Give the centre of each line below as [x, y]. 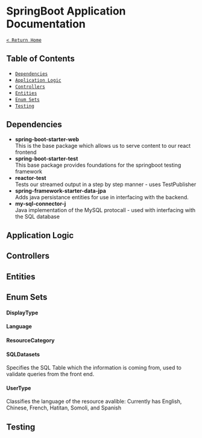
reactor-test [30, 178]
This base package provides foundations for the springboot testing [98, 165]
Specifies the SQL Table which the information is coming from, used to [94, 368]
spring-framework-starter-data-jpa [61, 191]
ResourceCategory [31, 340]
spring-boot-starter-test [46, 158]
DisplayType [22, 313]
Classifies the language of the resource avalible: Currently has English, [94, 402]
